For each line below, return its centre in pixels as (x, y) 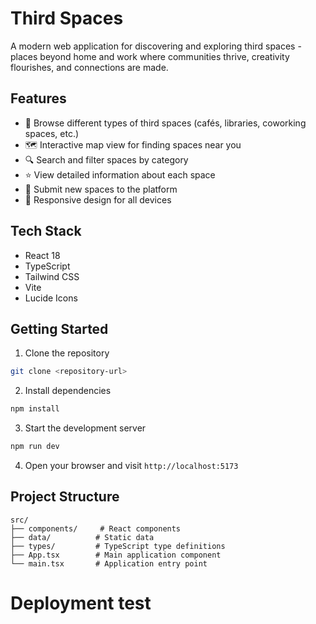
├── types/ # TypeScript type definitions (118, 546)
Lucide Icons (51, 298)
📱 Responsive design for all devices (98, 199)
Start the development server (85, 428)
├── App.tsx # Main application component (116, 555)
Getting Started (59, 328)
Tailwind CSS (52, 276)
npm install (35, 409)
